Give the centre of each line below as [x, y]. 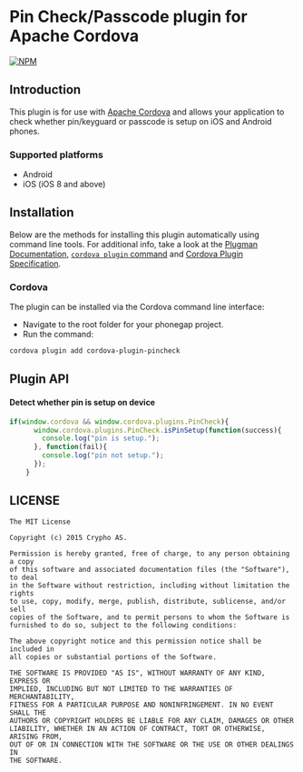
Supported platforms [57, 155]
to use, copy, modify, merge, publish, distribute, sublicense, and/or [147, 601]
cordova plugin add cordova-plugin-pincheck [95, 351]
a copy [22, 561]
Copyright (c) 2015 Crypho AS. [68, 537]
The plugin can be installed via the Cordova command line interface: [137, 307]
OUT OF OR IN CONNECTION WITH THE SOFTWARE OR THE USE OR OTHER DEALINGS [152, 744]
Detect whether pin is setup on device [83, 403]
